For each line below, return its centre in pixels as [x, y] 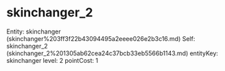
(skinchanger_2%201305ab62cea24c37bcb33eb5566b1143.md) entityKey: [113, 53]
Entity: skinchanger [34, 31]
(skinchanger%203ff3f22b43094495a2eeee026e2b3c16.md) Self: [101, 38]
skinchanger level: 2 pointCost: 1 [52, 60]
